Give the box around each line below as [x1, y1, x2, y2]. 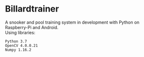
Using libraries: [5, 29, 36, 35]
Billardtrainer [5, 3, 59, 14]
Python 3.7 [5, 39, 27, 44]
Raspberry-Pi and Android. [5, 24, 59, 30]
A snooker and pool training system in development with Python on [5, 19, 140, 25]
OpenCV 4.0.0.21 [5, 43, 38, 48]
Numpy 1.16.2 [5, 47, 32, 52]
